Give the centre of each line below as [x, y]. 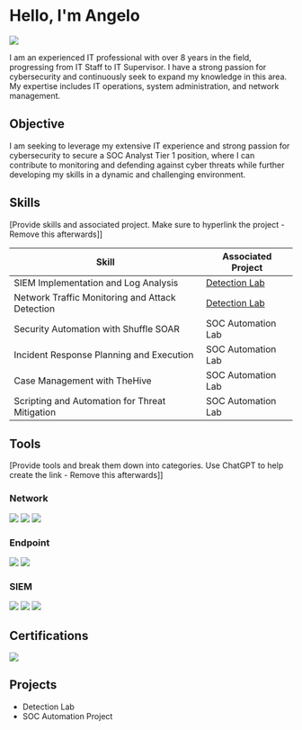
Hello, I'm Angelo [75, 16]
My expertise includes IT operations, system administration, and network [144, 86]
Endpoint [30, 543]
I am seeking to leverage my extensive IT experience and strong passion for [150, 146]
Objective [37, 124]
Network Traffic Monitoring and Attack [95, 297]
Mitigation [35, 412]
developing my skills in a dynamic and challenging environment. [128, 174]
